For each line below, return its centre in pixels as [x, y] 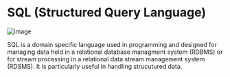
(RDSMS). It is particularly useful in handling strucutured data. [95, 66]
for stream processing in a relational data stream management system [106, 59]
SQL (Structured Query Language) [107, 13]
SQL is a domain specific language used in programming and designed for [112, 44]
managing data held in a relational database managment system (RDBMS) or [115, 52]
